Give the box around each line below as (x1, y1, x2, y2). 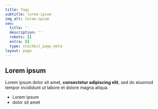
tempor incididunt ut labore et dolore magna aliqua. (5, 84, 109, 91)
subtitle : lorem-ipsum (5, 12, 52, 17)
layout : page (5, 48, 32, 53)
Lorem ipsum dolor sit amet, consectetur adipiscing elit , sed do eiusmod (5, 80, 154, 85)
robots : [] (9, 35, 32, 40)
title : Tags (5, 7, 29, 12)
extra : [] (9, 39, 29, 44)
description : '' (9, 30, 43, 35)
